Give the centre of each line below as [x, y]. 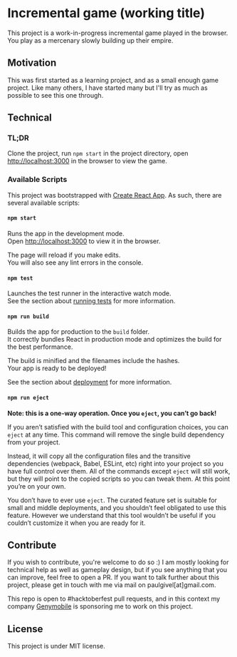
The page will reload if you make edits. [64, 255]
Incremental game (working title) [106, 13]
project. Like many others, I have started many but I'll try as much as [107, 88]
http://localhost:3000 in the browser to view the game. [87, 161]
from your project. [34, 442]
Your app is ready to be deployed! [57, 368]
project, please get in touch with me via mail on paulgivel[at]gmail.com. [112, 585]
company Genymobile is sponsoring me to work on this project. [100, 606]
